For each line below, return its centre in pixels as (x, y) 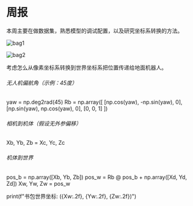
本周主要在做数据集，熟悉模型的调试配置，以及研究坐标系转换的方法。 (95, 31)
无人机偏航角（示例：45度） (42, 83)
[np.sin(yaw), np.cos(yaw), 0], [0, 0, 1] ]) (57, 109)
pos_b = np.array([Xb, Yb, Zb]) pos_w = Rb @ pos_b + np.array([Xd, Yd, (97, 177)
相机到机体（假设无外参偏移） (44, 123)
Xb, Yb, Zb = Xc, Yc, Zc (36, 143)
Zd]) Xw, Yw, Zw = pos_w (38, 183)
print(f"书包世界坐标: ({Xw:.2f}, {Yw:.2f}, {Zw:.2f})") (71, 196)
